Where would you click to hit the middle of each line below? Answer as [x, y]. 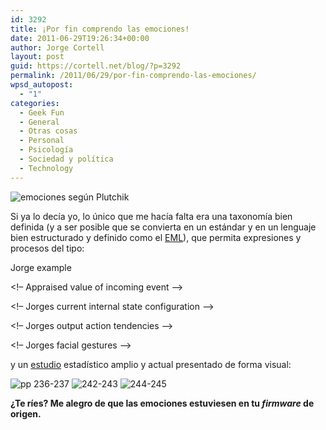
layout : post [37, 57]
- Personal [42, 141]
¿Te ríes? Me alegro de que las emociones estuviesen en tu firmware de [162, 403]
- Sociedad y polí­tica [66, 159]
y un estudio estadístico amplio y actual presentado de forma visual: [151, 364]
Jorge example [41, 267]
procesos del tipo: [47, 248]
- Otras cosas [48, 131]
